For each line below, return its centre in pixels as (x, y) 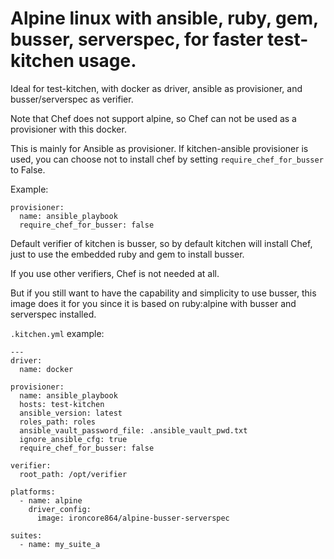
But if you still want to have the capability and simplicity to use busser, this (163, 293)
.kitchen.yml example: (57, 333)
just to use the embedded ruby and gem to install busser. (127, 254)
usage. (107, 61)
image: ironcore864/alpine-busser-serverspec (133, 518)
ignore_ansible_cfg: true (73, 439)
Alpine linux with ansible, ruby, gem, (164, 18)
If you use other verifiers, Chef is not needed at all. (115, 273)
